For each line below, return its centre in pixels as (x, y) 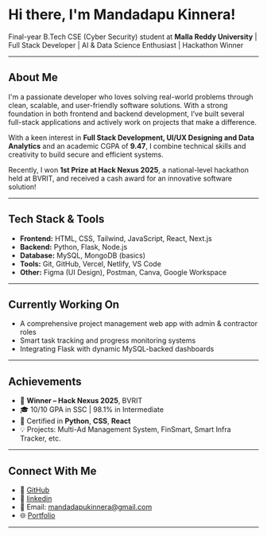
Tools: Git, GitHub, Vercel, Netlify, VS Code (90, 263)
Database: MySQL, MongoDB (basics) (82, 255)
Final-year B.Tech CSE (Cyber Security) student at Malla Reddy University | (133, 37)
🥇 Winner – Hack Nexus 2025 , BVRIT (81, 401)
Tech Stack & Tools (56, 219)
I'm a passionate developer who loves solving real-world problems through (131, 96)
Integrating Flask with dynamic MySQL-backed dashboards (117, 349)
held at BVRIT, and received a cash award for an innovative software (120, 178)
